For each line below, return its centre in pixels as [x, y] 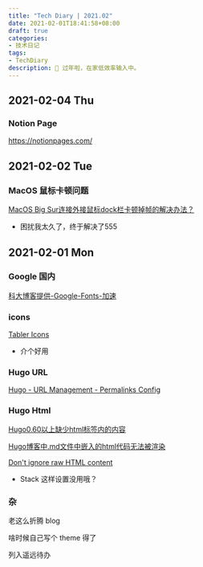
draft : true [28, 31]
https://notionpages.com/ [51, 141]
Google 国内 [32, 276]
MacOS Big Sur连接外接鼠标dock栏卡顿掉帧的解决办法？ [101, 210]
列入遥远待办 [29, 555]
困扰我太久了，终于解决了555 [69, 226]
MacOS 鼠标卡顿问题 [49, 190]
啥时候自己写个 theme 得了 [53, 538]
